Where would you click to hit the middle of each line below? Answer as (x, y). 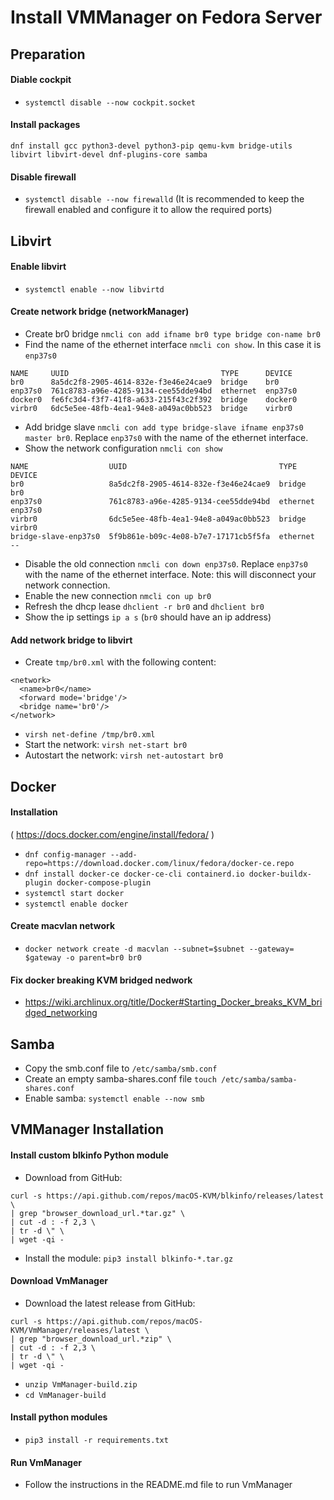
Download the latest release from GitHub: (110, 1303)
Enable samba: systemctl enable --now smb (114, 1098)
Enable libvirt (38, 267)
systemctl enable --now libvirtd (94, 289)
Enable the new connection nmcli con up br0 (118, 595)
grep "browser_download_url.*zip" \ (95, 1339)
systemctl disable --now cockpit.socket (110, 102)
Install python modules (59, 1417)
